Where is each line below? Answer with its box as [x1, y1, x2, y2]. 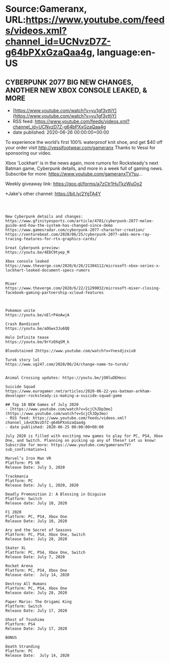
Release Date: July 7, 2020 [5, 554, 65, 560]
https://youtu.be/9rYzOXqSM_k [5, 339, 70, 345]
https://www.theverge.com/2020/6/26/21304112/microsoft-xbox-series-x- [5, 263, 161, 268]
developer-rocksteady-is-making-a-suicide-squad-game [5, 393, 123, 398]
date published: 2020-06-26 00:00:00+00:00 [12, 129, 109, 135]
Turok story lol [5, 357, 40, 362]
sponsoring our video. [5, 150, 52, 156]
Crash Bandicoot [5, 322, 40, 327]
